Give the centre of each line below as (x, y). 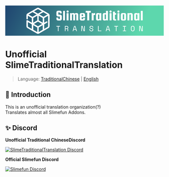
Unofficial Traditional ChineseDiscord (45, 140)
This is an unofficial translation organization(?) (53, 107)
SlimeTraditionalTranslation (64, 65)
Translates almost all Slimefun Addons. (46, 112)
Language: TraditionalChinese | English (58, 79)
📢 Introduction (28, 95)
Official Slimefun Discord (32, 159)
